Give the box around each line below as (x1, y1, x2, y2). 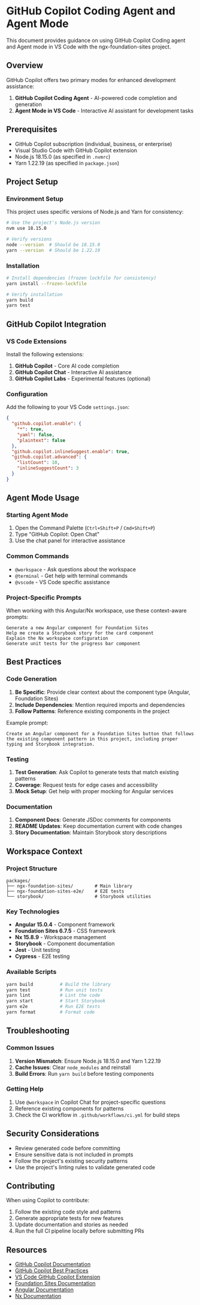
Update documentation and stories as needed (14, 1221, 129, 1228)
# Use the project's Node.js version (6, 220, 101, 226)
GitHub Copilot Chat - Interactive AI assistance (14, 368, 132, 375)
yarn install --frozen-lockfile (6, 280, 87, 287)
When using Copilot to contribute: (6, 1197, 90, 1204)
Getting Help (6, 1085, 44, 1093)
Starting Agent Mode (6, 511, 69, 519)
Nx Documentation (14, 1292, 62, 1300)
